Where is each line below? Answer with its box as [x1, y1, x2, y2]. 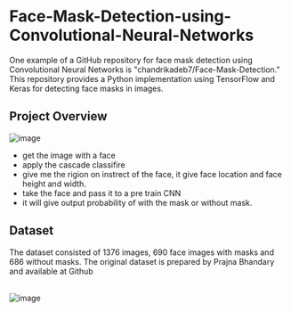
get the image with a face [21, 150, 116, 160]
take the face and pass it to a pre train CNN [21, 187, 182, 198]
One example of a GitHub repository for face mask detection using [9, 54, 254, 65]
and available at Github [9, 266, 93, 276]
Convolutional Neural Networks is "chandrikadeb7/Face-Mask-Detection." [9, 64, 280, 75]
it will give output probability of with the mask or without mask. [21, 197, 253, 208]
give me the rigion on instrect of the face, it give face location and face [21, 168, 283, 179]
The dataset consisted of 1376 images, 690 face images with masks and [9, 247, 274, 258]
